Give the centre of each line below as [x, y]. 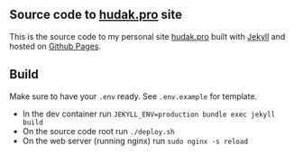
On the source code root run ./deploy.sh [98, 131]
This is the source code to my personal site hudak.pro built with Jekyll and [147, 36]
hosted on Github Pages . [55, 46]
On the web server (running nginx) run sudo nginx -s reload [135, 141]
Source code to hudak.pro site [96, 15]
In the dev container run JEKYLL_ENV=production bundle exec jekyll [149, 114]
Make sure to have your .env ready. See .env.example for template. [133, 96]
